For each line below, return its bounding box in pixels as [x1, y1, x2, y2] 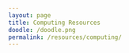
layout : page [8, 11, 51, 19]
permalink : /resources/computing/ [8, 33, 123, 41]
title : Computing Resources [8, 19, 101, 26]
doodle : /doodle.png [8, 26, 77, 34]
